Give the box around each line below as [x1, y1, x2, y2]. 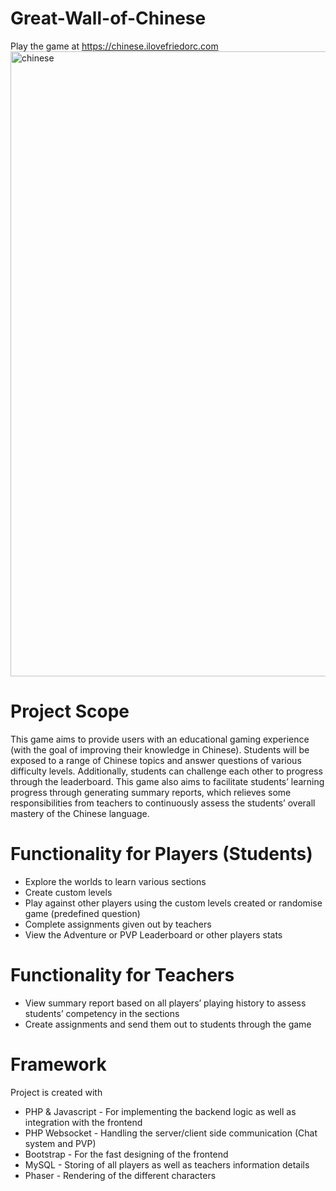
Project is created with [10, 1086, 103, 1098]
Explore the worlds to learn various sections [24, 875, 207, 887]
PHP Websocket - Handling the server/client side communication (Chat [24, 1127, 318, 1139]
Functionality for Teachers [10, 964, 235, 986]
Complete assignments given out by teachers [24, 918, 212, 930]
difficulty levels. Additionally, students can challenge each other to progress [10, 765, 323, 777]
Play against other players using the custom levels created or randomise [24, 897, 323, 909]
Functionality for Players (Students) [10, 843, 313, 866]
